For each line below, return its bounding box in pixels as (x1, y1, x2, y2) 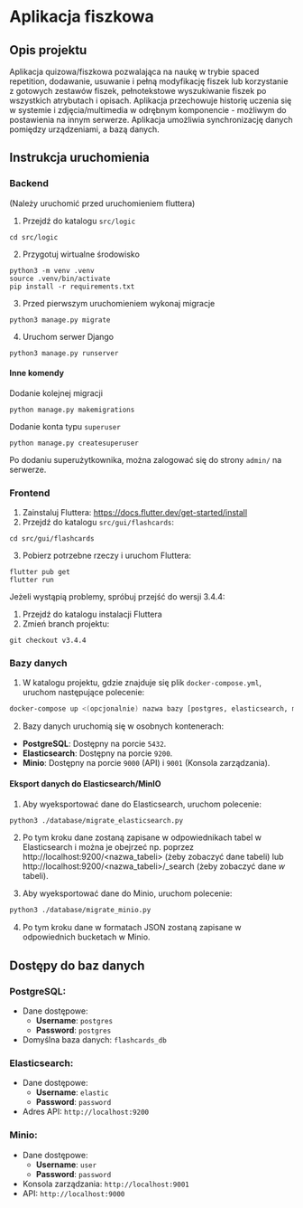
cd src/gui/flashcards (9, 534, 95, 543)
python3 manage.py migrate (9, 315, 111, 325)
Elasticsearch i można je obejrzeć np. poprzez (22, 842, 194, 853)
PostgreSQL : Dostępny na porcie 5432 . (22, 739, 167, 750)
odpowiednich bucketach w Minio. (22, 931, 151, 942)
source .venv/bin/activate (9, 274, 111, 283)
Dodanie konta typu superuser (9, 420, 122, 431)
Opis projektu (9, 42, 87, 58)
